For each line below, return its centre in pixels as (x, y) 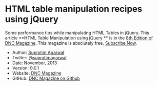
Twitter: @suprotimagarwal (39, 57)
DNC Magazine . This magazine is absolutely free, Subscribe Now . (71, 43)
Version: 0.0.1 (25, 68)
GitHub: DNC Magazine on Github (46, 78)
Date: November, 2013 (34, 63)
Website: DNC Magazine (37, 73)
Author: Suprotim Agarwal (38, 52)
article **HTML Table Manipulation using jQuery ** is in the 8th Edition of (79, 38)
